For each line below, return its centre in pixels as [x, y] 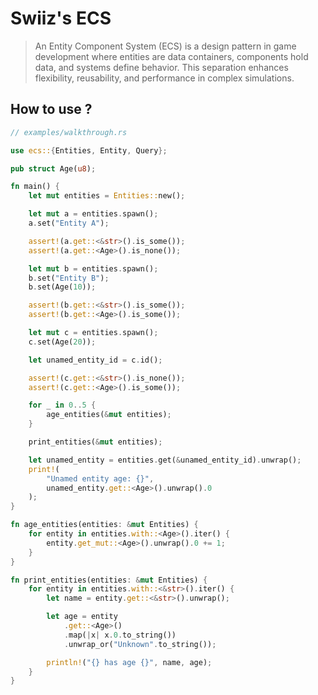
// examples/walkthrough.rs [69, 132]
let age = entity [82, 617]
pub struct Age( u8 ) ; [53, 168]
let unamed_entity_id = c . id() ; [95, 360]
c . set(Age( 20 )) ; [62, 342]
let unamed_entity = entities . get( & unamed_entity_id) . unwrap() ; [165, 460]
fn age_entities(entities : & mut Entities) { [104, 525]
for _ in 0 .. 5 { [62, 405]
